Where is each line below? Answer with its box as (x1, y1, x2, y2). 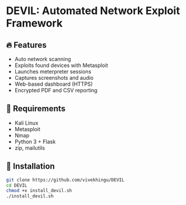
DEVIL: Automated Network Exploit (6, 4, 180, 18)
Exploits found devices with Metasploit (14, 62, 109, 69)
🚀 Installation (6, 162, 55, 172)
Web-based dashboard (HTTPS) (14, 80, 93, 88)
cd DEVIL (6, 182, 28, 189)
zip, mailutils (14, 144, 45, 151)
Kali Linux (14, 119, 39, 126)
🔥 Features (6, 40, 47, 50)
